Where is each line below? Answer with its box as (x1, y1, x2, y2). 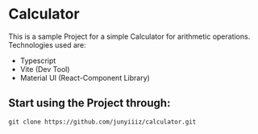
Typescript (19, 56, 56, 65)
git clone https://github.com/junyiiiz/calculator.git (8, 118, 197, 126)
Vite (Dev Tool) (19, 64, 70, 73)
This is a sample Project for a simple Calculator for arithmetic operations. (8, 31, 251, 41)
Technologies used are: (8, 40, 86, 49)
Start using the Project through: (8, 96, 171, 110)
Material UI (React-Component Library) (19, 73, 151, 82)
